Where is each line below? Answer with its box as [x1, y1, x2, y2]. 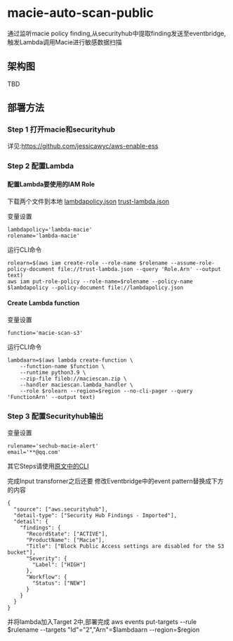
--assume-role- [171, 259, 215, 267]
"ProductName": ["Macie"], [25, 537, 105, 544]
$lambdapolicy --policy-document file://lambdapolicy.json [7, 284, 184, 291]
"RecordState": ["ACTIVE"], [25, 531, 109, 538]
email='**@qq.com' [7, 449, 61, 456]
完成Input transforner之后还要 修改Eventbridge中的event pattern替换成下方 [7, 477, 224, 485]
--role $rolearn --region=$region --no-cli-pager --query [20, 387, 193, 395]
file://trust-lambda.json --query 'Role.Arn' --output [57, 265, 221, 272]
